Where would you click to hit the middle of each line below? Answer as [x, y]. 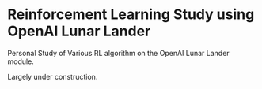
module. [21, 61]
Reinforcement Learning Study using [131, 15]
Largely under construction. [53, 76]
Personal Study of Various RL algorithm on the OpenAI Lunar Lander [119, 53]
